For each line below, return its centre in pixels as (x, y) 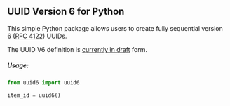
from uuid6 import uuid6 (43, 82)
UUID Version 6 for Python (66, 12)
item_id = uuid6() (34, 95)
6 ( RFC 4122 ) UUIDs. (37, 36)
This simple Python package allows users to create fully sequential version (115, 28)
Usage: (18, 65)
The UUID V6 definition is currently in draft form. (77, 49)
